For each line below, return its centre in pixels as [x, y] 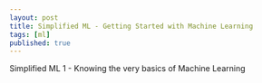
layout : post [34, 18]
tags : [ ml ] [30, 34]
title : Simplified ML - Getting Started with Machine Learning [131, 26]
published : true [40, 43]
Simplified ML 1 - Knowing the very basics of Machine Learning [128, 69]
